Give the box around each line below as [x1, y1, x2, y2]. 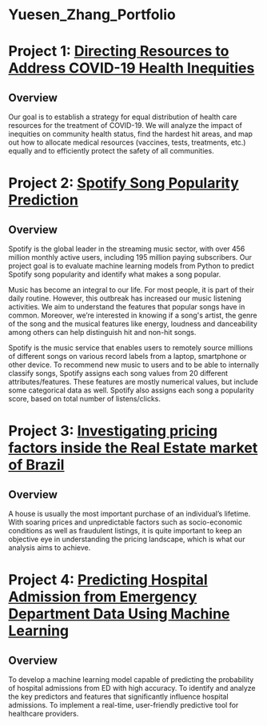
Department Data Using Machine [8, 605, 230, 623]
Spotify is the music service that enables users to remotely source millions [8, 343, 253, 353]
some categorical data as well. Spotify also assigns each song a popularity [8, 385, 254, 395]
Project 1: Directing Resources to [8, 42, 229, 61]
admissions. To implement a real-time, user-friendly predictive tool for [8, 700, 239, 710]
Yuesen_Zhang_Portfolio [8, 6, 176, 24]
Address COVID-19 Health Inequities [8, 59, 255, 78]
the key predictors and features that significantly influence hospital [8, 692, 229, 701]
